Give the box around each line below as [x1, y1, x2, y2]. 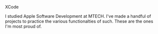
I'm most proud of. [5, 23, 42, 29]
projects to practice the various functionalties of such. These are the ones [5, 19, 154, 24]
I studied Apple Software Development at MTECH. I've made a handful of [5, 13, 152, 19]
